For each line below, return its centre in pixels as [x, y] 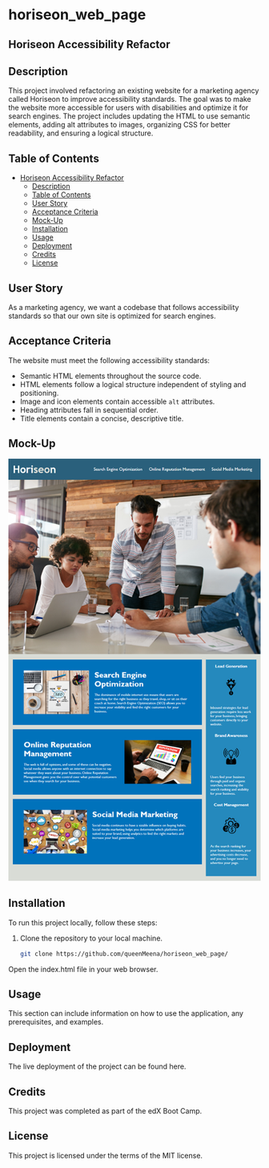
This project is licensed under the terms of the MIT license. [105, 1155]
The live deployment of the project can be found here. [97, 1066]
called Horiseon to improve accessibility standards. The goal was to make [130, 99]
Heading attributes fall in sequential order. [89, 409]
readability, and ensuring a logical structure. [81, 133]
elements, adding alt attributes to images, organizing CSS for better [119, 125]
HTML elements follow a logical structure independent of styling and [133, 384]
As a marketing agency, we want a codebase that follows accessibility [124, 308]
